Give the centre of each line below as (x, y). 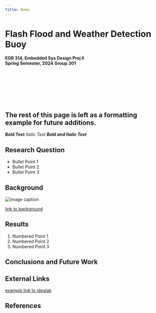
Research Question (35, 150)
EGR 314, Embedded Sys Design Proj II (45, 58)
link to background (24, 209)
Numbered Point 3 (31, 246)
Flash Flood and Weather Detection (78, 34)
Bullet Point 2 (26, 167)
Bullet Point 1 (25, 162)
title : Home (17, 10)
